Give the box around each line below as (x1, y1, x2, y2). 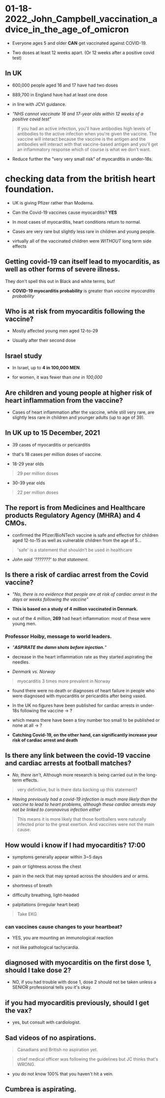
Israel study (5, 352, 42, 360)
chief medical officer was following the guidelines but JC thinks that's (17, 1056, 159, 1062)
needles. (12, 659, 30, 665)
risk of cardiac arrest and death (12, 737, 78, 743)
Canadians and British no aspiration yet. (17, 1047, 98, 1053)
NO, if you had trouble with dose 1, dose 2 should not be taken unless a (12, 979, 156, 985)
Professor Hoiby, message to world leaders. (5, 633, 112, 640)
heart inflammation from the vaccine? (5, 396, 123, 405)
